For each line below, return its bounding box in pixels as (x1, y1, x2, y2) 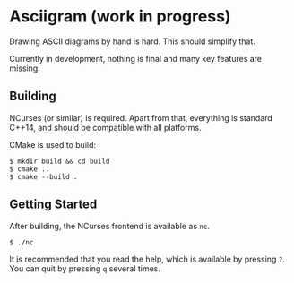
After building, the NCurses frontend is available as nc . (9, 220, 211, 231)
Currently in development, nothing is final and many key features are (9, 53, 263, 64)
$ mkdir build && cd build (9, 157, 110, 166)
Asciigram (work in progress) (9, 6, 231, 27)
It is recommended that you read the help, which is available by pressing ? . (9, 253, 285, 264)
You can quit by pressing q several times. (9, 262, 161, 274)
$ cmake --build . (9, 172, 78, 181)
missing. (9, 63, 40, 73)
